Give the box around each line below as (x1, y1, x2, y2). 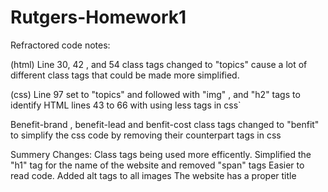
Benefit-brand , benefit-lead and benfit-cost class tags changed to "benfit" (10, 118, 320, 130)
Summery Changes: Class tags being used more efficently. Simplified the (10, 148, 312, 160)
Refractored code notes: (10, 39, 111, 51)
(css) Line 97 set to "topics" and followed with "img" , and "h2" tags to (10, 88, 301, 100)
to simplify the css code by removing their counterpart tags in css (10, 129, 282, 141)
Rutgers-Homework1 (10, 6, 187, 29)
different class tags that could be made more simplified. (10, 69, 240, 81)
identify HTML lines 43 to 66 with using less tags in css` (10, 99, 242, 111)
